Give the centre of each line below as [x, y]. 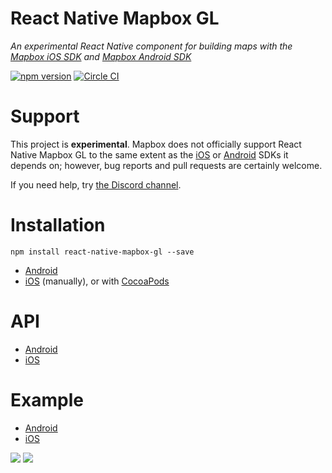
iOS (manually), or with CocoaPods [97, 281]
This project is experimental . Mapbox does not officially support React [156, 144]
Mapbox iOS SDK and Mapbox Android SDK [101, 56]
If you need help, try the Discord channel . [96, 184]
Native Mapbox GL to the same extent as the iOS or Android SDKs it [149, 154]
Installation [58, 225]
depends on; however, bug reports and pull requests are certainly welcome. [166, 165]
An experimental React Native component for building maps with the [151, 46]
